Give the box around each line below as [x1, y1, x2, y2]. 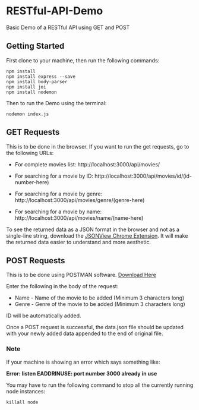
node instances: [6, 387, 46, 395]
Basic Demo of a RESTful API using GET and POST [6, 24, 130, 31]
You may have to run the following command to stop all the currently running [6, 381, 194, 389]
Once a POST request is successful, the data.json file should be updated [6, 324, 184, 331]
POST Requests [6, 256, 65, 266]
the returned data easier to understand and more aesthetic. [6, 238, 151, 245]
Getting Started [6, 41, 65, 51]
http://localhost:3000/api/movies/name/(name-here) [14, 214, 144, 221]
